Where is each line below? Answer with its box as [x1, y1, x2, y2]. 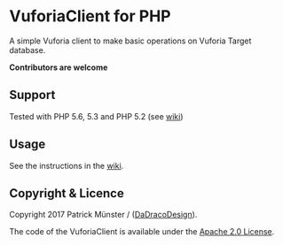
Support [9, 88, 56, 103]
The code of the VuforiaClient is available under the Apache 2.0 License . [9, 226, 275, 237]
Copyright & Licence [9, 186, 124, 201]
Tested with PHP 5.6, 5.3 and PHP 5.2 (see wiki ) [9, 111, 184, 121]
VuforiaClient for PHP [9, 6, 171, 27]
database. [9, 44, 46, 55]
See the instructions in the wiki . [9, 160, 124, 171]
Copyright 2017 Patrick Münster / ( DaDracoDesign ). [9, 210, 198, 220]
